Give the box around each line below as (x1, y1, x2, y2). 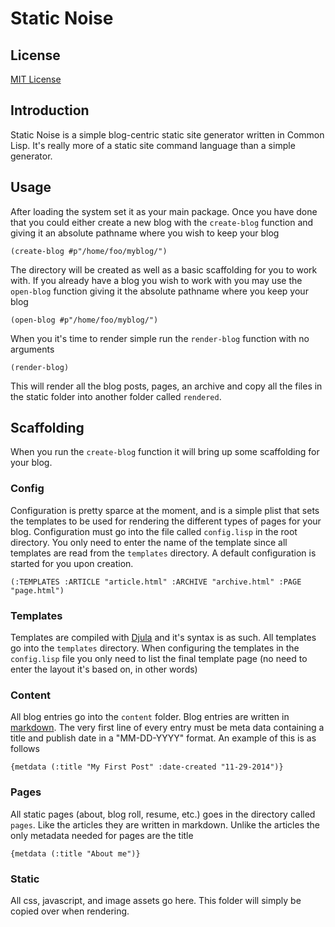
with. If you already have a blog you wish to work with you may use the (10, 274, 303, 286)
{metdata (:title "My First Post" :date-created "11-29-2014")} (10, 762, 284, 772)
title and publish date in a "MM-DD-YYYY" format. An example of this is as (10, 732, 317, 744)
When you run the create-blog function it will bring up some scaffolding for (10, 446, 320, 458)
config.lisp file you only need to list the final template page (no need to (10, 653, 308, 665)
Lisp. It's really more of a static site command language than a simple (10, 139, 296, 151)
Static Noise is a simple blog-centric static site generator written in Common (10, 128, 325, 141)
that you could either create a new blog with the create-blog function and (10, 216, 314, 228)
